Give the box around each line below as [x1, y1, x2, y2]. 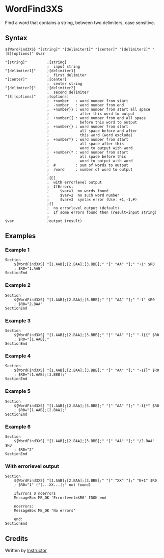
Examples [5, 232, 36, 240]
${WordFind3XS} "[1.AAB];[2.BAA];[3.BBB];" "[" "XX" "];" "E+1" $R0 [14, 478, 157, 483]
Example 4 [5, 352, 31, 359]
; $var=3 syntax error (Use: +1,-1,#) [47, 197, 137, 202]
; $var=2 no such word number [47, 193, 120, 198]
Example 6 [5, 423, 31, 430]
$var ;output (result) [5, 218, 82, 224]
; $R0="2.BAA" [14, 302, 43, 306]
